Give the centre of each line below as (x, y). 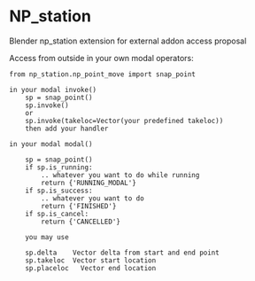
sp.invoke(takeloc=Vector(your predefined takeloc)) (124, 121)
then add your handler (67, 129)
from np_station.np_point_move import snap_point (103, 74)
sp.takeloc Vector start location (91, 260)
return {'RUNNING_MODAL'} (89, 183)
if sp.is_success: (59, 191)
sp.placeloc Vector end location (91, 268)
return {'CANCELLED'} (81, 222)
